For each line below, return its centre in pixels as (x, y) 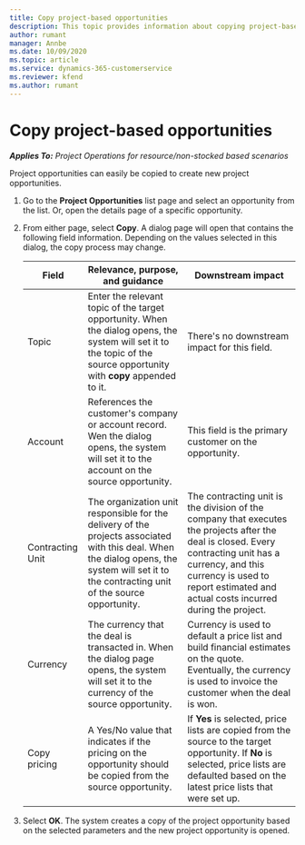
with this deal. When (131, 547)
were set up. (214, 798)
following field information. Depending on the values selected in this (150, 237)
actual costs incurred (232, 598)
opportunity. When (128, 319)
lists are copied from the (239, 730)
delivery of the (118, 524)
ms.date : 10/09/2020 (49, 52)
